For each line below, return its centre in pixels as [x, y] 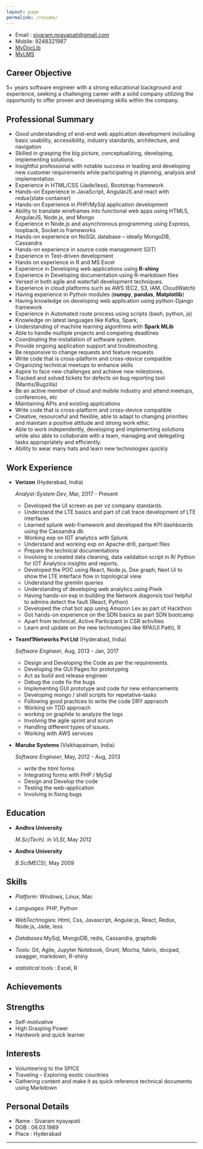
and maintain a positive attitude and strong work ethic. [83, 423]
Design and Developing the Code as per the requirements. [96, 662]
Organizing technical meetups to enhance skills [74, 365]
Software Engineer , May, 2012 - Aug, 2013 [68, 757]
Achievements [34, 987]
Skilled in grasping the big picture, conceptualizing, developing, [94, 153]
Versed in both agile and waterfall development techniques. [89, 282]
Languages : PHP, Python [46, 908]
